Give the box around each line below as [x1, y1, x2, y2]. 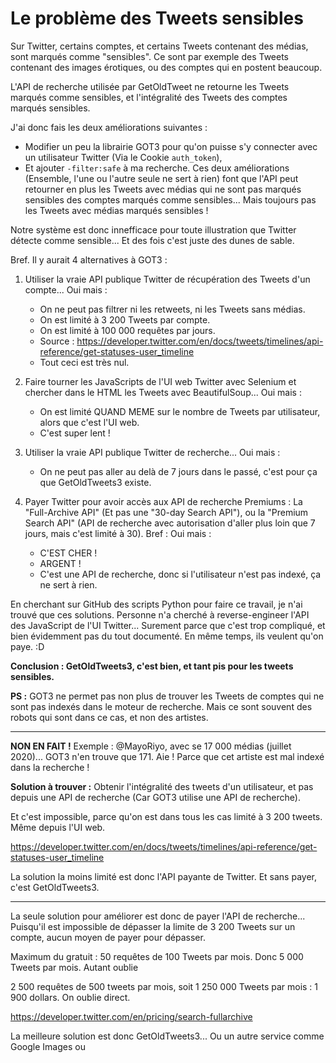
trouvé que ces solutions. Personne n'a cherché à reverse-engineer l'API [10, 608, 310, 621]
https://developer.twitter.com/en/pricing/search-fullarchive [10, 1010, 253, 1022]
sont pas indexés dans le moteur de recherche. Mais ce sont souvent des [10, 700, 313, 712]
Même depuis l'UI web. [10, 821, 106, 833]
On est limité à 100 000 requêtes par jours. [39, 324, 216, 336]
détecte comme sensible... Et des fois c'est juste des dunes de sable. [10, 234, 295, 246]
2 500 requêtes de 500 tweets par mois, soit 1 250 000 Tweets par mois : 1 [10, 980, 319, 992]
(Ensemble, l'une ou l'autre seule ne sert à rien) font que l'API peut [24, 172, 299, 184]
